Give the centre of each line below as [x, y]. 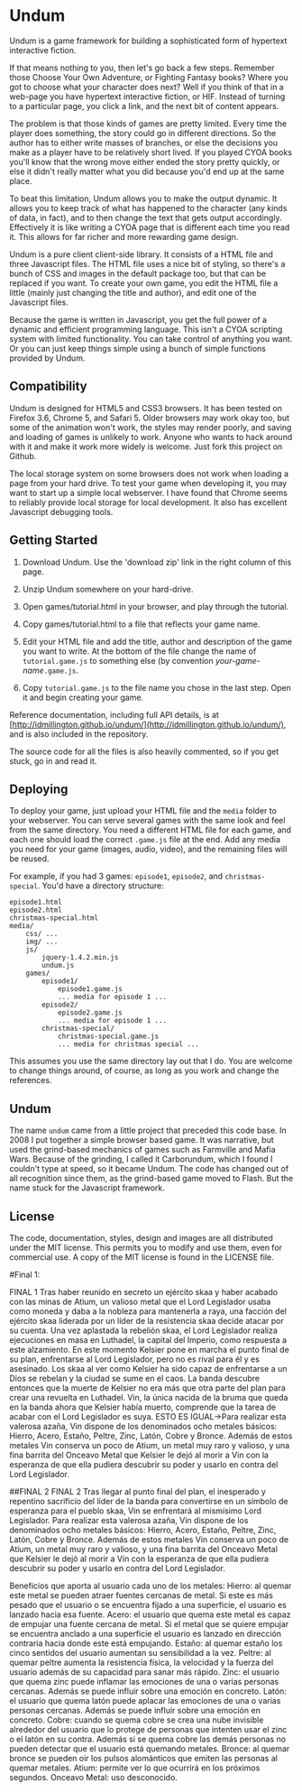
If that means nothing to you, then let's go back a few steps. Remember [142, 68]
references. [31, 1080]
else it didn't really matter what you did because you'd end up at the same [147, 171]
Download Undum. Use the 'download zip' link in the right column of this [157, 562]
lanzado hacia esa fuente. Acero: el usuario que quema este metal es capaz [150, 1614]
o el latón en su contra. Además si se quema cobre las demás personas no [148, 1739]
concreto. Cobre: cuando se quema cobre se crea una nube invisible [137, 1720]
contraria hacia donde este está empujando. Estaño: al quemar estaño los [146, 1643]
